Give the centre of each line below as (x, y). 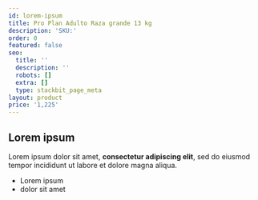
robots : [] (34, 75)
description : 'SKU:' (43, 30)
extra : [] (32, 82)
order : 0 (23, 38)
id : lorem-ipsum (35, 16)
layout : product (35, 98)
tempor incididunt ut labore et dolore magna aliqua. (93, 165)
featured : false (35, 46)
